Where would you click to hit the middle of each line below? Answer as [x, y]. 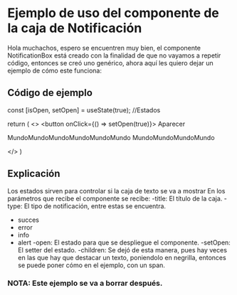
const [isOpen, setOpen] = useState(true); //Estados [84, 110]
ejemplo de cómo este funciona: [54, 70]
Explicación [34, 174]
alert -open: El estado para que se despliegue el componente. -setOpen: [124, 242]
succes [28, 220]
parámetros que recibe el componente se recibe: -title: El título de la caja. [115, 198]
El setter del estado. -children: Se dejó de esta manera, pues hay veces [122, 250]
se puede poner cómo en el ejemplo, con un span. [91, 265]
